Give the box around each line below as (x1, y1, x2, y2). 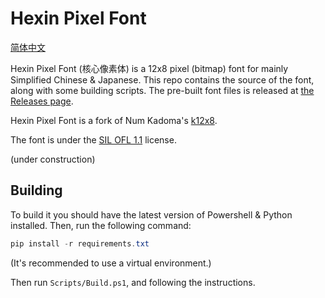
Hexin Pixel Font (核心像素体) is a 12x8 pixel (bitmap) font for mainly (10, 62, 289, 74)
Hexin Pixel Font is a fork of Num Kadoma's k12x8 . (10, 114, 218, 126)
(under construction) (10, 153, 96, 165)
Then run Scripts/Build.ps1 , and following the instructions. (10, 276, 256, 288)
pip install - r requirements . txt (10, 238, 150, 249)
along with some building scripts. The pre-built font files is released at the (10, 84, 315, 96)
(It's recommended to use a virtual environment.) (10, 257, 212, 269)
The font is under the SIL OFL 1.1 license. (10, 133, 177, 146)
